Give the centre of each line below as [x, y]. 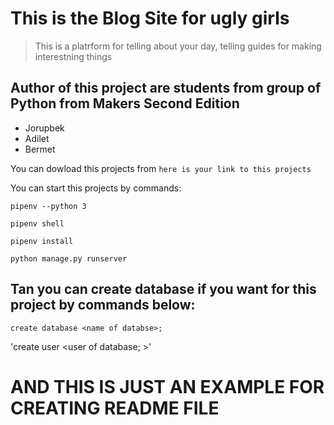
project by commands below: [103, 305]
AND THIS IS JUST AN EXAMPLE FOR [167, 386]
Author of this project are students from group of [166, 88]
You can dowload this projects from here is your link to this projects [161, 168]
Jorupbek [44, 128]
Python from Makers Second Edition [125, 103]
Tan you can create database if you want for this [163, 289]
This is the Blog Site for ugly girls [150, 18]
